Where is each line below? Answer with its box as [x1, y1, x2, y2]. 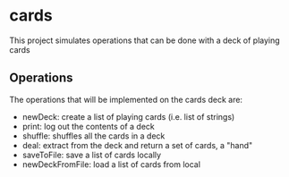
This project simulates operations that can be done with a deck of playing [9, 35, 280, 46]
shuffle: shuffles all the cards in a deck [21, 131, 166, 141]
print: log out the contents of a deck [21, 121, 155, 131]
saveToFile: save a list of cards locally [21, 149, 162, 160]
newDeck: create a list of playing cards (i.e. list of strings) [21, 111, 235, 122]
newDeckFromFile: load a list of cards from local [21, 158, 201, 170]
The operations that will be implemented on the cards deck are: [9, 94, 243, 105]
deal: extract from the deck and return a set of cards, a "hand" [21, 139, 253, 150]
